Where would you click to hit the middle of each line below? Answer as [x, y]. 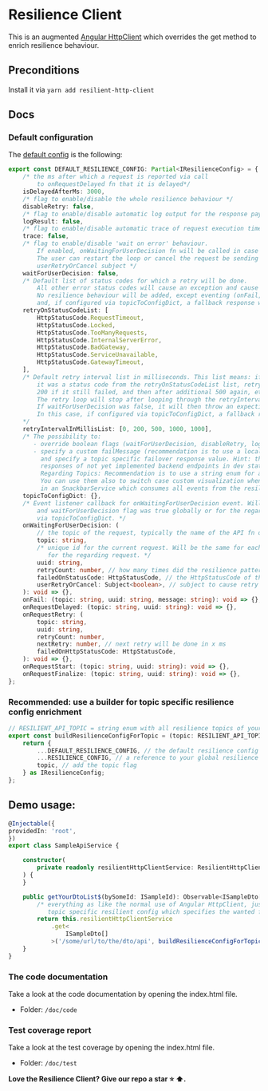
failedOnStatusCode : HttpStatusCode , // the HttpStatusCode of [144, 577]
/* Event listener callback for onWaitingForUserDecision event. [134, 503]
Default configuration [51, 137]
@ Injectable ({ [32, 824]
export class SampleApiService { [64, 846]
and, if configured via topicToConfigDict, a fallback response [146, 303]
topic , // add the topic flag [87, 765]
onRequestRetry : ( [53, 615]
